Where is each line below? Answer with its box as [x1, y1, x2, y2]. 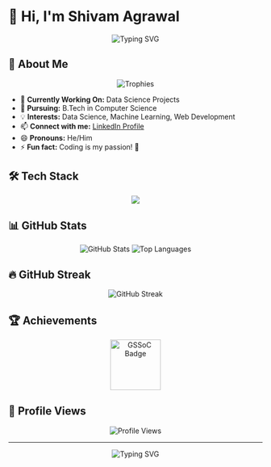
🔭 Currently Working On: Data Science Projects [19, 95, 180, 104]
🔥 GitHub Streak [8, 267, 91, 281]
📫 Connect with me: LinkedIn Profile [19, 121, 144, 131]
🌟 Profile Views [8, 404, 86, 419]
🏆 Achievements [8, 313, 98, 327]
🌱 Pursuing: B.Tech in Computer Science [19, 103, 157, 112]
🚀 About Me [8, 57, 69, 71]
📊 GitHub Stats [8, 218, 87, 233]
